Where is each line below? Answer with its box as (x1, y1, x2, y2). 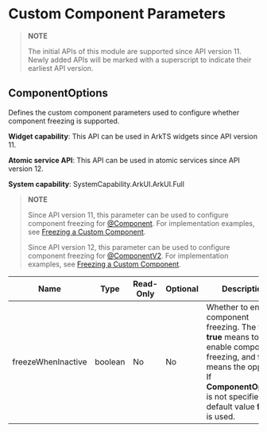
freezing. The (206, 321, 257, 333)
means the (206, 361, 246, 372)
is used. (206, 411, 236, 422)
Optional (165, 283, 199, 294)
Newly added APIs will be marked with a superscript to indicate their (27, 55, 252, 64)
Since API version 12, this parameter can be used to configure (27, 242, 230, 251)
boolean (95, 356, 126, 367)
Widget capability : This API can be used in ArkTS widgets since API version (8, 131, 258, 141)
